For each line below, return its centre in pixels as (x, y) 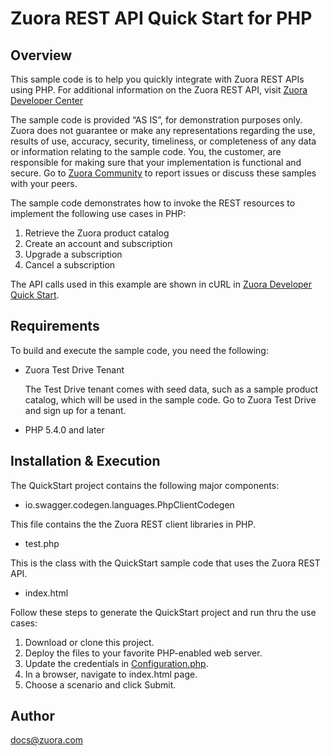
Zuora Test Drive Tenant (74, 369)
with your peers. (44, 183)
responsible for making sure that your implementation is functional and (156, 162)
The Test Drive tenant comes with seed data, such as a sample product (171, 389)
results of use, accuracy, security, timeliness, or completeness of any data (163, 141)
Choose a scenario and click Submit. (100, 684)
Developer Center (47, 100)
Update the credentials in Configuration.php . (116, 663)
